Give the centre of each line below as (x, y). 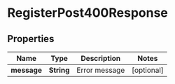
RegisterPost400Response (87, 13)
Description (101, 58)
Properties (31, 39)
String (59, 70)
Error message (101, 70)
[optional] (148, 70)
